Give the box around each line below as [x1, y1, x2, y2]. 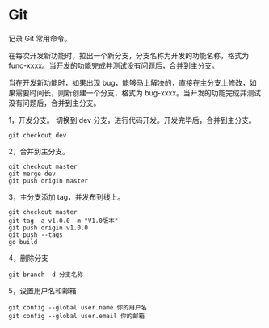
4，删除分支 [8, 253, 49, 263]
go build [8, 238, 38, 246]
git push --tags [8, 230, 63, 239]
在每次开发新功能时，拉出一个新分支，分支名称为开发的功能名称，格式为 [8, 50, 249, 60]
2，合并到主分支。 [8, 146, 70, 156]
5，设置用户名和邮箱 [8, 285, 77, 296]
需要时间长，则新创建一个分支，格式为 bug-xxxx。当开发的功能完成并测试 [15, 87, 262, 98]
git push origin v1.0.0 [8, 224, 89, 232]
